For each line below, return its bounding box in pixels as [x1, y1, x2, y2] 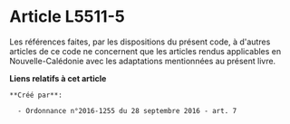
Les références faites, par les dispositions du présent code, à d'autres [9, 36, 271, 47]
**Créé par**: [9, 91, 63, 100]
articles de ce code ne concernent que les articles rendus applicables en [9, 45, 282, 56]
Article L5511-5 [9, 6, 125, 27]
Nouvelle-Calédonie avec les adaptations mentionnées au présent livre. [9, 55, 276, 66]
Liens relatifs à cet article [9, 72, 107, 83]
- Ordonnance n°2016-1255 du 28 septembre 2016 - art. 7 [17, 106, 237, 115]
